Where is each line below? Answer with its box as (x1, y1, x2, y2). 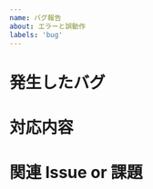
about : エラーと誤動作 (9, 22, 87, 31)
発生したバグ (9, 72, 107, 93)
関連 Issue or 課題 (9, 162, 143, 183)
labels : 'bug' (9, 30, 64, 39)
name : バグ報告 (9, 13, 62, 23)
